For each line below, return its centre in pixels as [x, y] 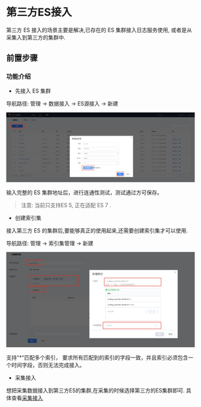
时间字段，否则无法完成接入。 [48, 365]
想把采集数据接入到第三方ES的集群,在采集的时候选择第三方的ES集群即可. [95, 390]
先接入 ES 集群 [33, 91]
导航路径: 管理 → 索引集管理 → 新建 [50, 243]
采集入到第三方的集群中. [36, 37]
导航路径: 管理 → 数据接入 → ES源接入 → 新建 [62, 103]
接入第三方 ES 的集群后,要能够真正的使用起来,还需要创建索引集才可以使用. [97, 231]
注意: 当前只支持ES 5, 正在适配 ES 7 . [66, 205]
